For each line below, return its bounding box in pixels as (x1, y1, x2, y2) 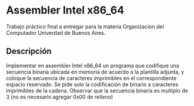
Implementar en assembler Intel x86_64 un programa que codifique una (6, 62, 179, 69)
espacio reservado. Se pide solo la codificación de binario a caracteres (6, 81, 179, 88)
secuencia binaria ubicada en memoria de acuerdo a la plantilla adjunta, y (6, 68, 185, 75)
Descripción (6, 47, 52, 57)
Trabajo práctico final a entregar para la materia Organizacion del (6, 23, 165, 30)
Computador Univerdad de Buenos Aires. (6, 29, 106, 36)
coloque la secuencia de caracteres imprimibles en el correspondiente (6, 74, 177, 81)
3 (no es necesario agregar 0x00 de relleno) (6, 93, 113, 100)
